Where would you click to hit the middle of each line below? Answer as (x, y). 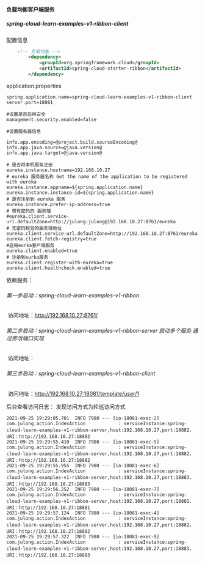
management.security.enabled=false (52, 119)
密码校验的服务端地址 (39, 228)
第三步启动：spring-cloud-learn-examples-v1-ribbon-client (81, 373)
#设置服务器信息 (24, 132)
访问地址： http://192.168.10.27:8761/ (53, 316)
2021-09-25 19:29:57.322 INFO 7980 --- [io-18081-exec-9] (83, 536)
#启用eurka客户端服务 (31, 245)
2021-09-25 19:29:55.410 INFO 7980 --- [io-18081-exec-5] (83, 442)
